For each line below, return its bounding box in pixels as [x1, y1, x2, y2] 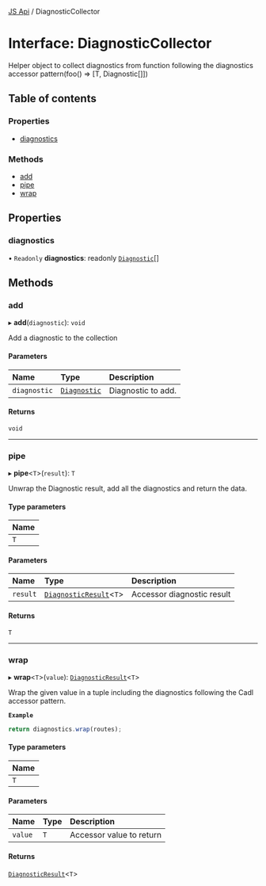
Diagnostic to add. [108, 384, 177, 395]
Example [8, 711, 34, 720]
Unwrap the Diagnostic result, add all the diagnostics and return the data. [8, 483, 248, 493]
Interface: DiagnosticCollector [8, 35, 212, 52]
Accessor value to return [70, 830, 162, 841]
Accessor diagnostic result [131, 589, 231, 600]
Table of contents [8, 92, 97, 105]
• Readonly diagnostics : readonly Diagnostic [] [8, 253, 160, 262]
